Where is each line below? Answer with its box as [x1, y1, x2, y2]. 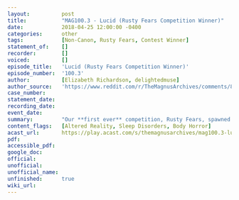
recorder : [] [7, 50, 69, 57]
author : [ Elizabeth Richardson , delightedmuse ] [7, 76, 180, 84]
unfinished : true [7, 175, 75, 182]
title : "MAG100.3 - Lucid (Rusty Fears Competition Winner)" [7, 17, 224, 24]
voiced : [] [7, 57, 69, 64]
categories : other [7, 30, 78, 38]
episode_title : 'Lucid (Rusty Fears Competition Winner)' [7, 63, 190, 70]
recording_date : [7, 103, 55, 110]
